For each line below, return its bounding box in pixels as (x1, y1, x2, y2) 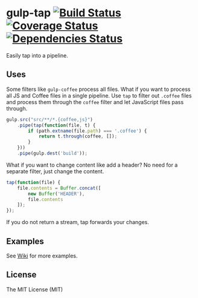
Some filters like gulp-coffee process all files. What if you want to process (6, 85, 191, 93)
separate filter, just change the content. (6, 167, 104, 175)
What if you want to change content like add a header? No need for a (6, 161, 178, 168)
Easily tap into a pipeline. (6, 51, 68, 59)
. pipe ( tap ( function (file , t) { (17, 122, 96, 128)
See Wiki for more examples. (6, 252, 78, 259)
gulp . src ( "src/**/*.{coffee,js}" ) (6, 116, 94, 122)
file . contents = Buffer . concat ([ (17, 185, 101, 191)
